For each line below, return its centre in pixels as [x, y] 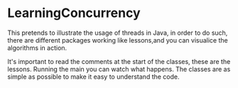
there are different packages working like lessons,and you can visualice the [118, 40]
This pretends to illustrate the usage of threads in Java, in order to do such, [118, 33]
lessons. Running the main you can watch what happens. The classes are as [119, 69]
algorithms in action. [37, 48]
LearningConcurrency [74, 13]
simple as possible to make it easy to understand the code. [93, 77]
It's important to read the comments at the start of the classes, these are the [119, 61]
